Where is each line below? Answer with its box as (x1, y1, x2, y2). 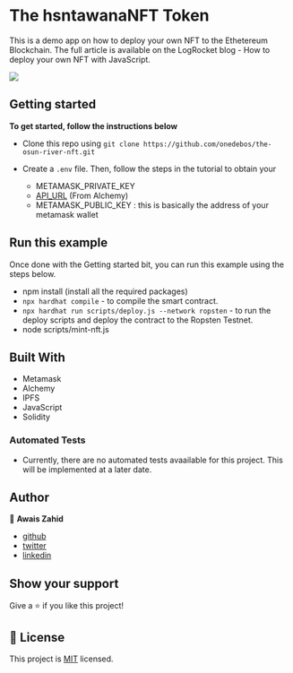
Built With (9, 349, 65, 365)
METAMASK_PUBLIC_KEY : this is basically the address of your (35, 199, 269, 211)
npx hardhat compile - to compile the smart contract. (22, 295, 219, 306)
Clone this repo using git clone (22, 138, 141, 149)
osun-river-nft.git (22, 147, 96, 157)
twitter (22, 540, 47, 551)
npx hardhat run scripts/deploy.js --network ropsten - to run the (22, 305, 271, 315)
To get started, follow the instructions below (9, 120, 177, 131)
